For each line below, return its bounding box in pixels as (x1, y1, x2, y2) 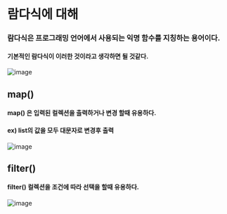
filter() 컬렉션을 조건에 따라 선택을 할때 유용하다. (7, 183, 139, 192)
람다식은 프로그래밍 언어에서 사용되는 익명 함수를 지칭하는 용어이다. (7, 33, 221, 43)
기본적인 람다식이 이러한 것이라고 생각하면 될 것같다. (7, 52, 149, 60)
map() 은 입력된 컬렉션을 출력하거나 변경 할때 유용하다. (7, 109, 157, 117)
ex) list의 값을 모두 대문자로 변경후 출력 (7, 126, 115, 134)
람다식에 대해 (7, 6, 79, 22)
